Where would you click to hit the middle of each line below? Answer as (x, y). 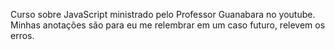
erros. (22, 35)
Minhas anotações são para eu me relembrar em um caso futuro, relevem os (168, 25)
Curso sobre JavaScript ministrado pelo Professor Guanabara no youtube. (163, 14)
